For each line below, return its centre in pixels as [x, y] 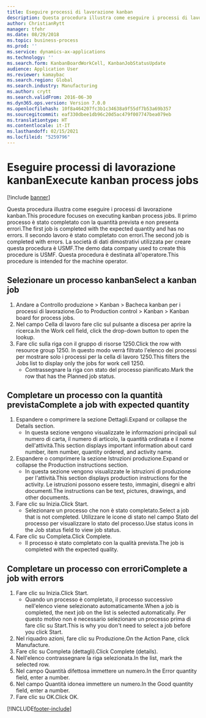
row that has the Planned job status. [70, 376]
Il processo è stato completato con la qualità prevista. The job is [105, 543]
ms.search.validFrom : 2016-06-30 [50, 97]
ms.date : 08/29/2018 [33, 35]
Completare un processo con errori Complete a [97, 568]
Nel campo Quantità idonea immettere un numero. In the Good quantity [104, 684]
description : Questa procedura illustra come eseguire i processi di [97, 18]
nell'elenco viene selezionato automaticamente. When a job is [102, 606]
